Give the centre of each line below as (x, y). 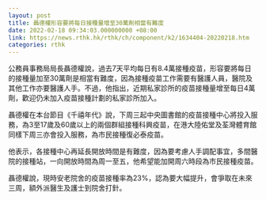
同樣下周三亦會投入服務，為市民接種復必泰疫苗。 (88, 134)
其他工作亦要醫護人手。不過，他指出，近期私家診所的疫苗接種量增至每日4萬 (132, 89)
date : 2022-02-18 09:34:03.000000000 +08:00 (83, 30)
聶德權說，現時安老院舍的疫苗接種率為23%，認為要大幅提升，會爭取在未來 (130, 178)
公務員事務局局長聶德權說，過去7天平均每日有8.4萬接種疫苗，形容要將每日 (130, 69)
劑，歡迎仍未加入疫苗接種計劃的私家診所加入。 (84, 98)
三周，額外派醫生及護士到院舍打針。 (67, 188)
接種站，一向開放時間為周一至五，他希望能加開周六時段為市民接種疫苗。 (140, 161)
